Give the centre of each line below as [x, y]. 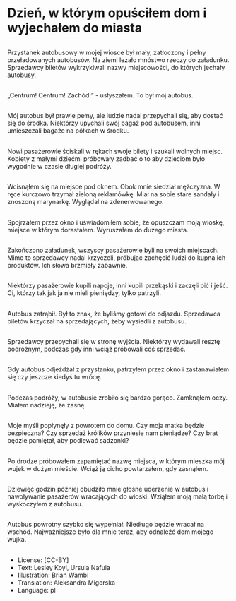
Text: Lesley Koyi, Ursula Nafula [64, 567]
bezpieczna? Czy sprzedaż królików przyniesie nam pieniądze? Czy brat [113, 433]
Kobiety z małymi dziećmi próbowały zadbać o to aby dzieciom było [106, 159]
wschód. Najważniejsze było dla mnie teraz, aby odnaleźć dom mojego [111, 532]
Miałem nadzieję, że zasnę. [47, 405]
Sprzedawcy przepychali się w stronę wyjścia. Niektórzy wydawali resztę [114, 342]
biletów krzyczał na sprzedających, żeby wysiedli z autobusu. [97, 321]
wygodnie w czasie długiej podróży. [59, 166]
